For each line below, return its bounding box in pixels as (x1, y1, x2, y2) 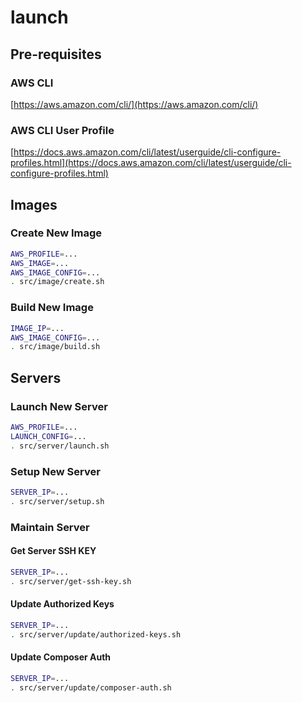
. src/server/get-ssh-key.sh (10, 576, 132, 586)
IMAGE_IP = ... (10, 323, 65, 333)
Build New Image (10, 301, 94, 315)
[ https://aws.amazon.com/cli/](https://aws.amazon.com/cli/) (10, 98, 259, 110)
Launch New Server (10, 399, 108, 413)
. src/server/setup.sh (10, 496, 105, 506)
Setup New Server (10, 464, 101, 478)
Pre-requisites (10, 46, 102, 63)
